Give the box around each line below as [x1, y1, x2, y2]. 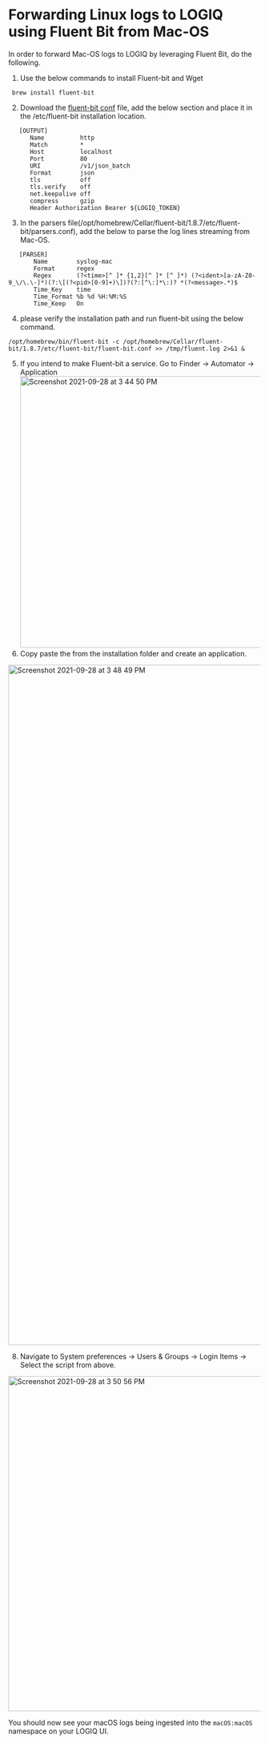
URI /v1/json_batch [29, 162, 130, 170]
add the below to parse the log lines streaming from [79, 226, 251, 236]
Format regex [33, 264, 94, 272]
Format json [29, 168, 94, 177]
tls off [29, 176, 91, 184]
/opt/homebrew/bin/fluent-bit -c [8, 337, 120, 345]
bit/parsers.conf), [19, 226, 78, 236]
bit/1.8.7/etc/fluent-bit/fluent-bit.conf [8, 345, 152, 353]
